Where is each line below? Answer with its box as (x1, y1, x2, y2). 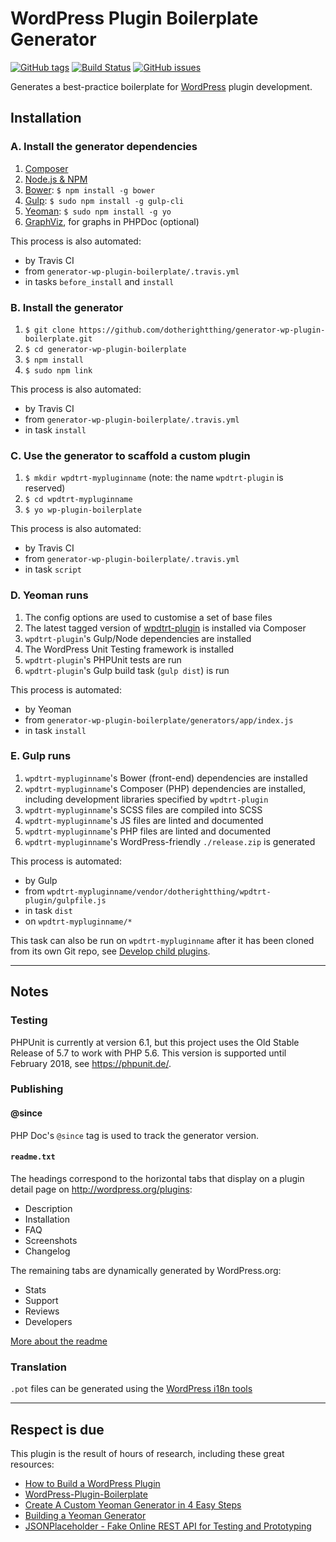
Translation (10, 1360, 67, 1374)
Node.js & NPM (24, 173, 88, 185)
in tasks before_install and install (24, 275, 175, 287)
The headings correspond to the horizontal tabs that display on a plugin (10, 1172, 305, 1184)
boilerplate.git (24, 333, 93, 344)
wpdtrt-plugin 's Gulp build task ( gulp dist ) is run (24, 664, 230, 676)
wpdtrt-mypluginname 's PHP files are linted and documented (24, 825, 271, 837)
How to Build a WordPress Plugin (24, 1477, 161, 1489)
